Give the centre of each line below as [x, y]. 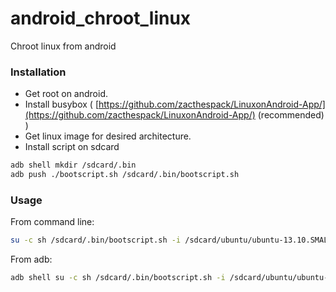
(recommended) [291, 115]
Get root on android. [66, 94]
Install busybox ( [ [62, 104]
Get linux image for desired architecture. [108, 136]
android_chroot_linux [101, 18]
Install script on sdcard [72, 147]
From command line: [52, 222]
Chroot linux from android [63, 46]
